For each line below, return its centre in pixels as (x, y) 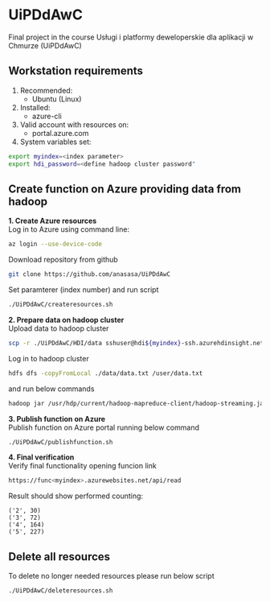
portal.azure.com (60, 133)
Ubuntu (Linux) (57, 99)
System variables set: (55, 142)
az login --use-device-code (55, 244)
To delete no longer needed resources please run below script (111, 576)
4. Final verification (41, 457)
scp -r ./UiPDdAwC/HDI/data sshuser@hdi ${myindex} (95, 343)
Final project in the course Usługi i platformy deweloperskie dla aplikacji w (131, 37)
